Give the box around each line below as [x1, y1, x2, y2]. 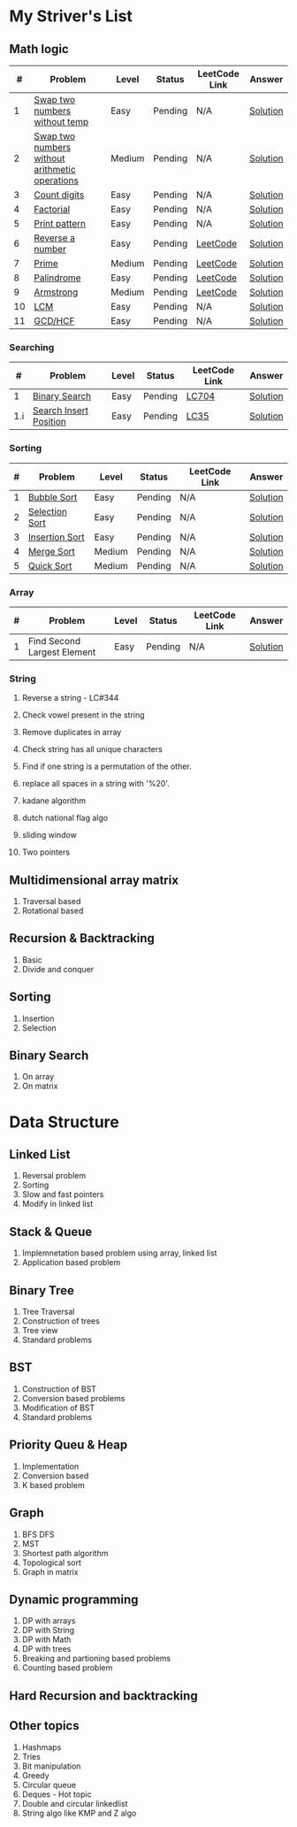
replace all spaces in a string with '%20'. [21, 779, 170, 789]
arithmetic [34, 164, 77, 175]
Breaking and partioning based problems [21, 1653, 171, 1664]
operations [34, 174, 80, 187]
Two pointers [21, 847, 71, 857]
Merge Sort [27, 545, 75, 557]
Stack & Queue [9, 1224, 93, 1240]
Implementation [21, 1461, 80, 1471]
